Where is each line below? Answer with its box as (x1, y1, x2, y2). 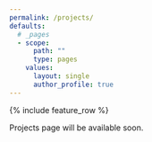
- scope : (17, 38, 50, 48)
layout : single (32, 72, 90, 81)
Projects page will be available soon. (9, 122, 144, 133)
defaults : (9, 22, 46, 31)
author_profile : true (32, 80, 114, 89)
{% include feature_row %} (9, 104, 109, 115)
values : (25, 64, 54, 73)
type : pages (32, 55, 78, 64)
